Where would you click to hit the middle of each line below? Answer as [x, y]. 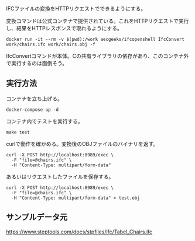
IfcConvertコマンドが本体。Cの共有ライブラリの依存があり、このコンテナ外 [97, 56]
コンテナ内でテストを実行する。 [45, 121]
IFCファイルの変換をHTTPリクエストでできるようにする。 [76, 8]
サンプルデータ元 [37, 217]
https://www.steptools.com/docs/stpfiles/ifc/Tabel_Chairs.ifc [79, 232]
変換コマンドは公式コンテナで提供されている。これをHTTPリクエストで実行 [97, 21]
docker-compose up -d [32, 110]
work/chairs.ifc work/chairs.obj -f [51, 44]
